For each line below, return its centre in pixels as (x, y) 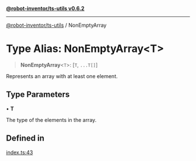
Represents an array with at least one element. (62, 76)
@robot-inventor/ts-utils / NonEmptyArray (56, 25)
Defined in (25, 139)
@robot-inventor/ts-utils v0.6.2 (45, 8)
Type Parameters (38, 95)
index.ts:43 (20, 152)
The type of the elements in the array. (51, 120)
